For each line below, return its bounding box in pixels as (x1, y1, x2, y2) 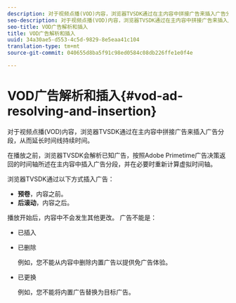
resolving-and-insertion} (7, 103, 157, 119)
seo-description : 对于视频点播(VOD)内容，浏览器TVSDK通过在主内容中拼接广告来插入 (7, 17, 228, 24)
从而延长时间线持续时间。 (19, 136, 93, 144)
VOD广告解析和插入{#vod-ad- (7, 88, 184, 104)
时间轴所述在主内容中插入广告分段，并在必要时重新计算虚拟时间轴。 (19, 159, 216, 168)
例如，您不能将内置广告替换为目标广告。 (17, 288, 135, 296)
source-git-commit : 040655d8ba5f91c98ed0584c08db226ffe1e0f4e (7, 50, 193, 57)
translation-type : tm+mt (7, 43, 80, 50)
